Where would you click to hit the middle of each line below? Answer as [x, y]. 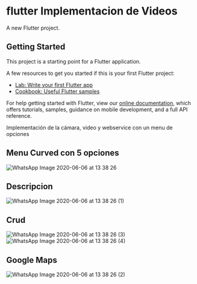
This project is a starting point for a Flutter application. [73, 61]
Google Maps [32, 260]
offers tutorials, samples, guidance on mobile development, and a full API [97, 109]
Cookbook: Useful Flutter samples [57, 91]
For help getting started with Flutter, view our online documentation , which [99, 103]
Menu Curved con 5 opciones [63, 153]
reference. [19, 115]
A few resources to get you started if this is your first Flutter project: [90, 73]
